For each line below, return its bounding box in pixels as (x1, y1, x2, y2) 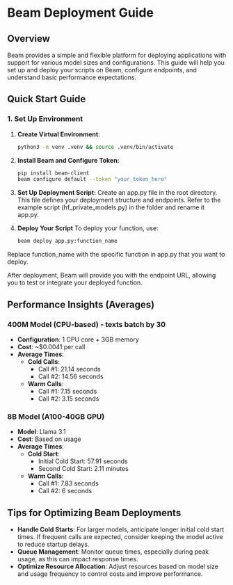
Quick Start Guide (7, 93, 86, 105)
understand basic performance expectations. (7, 73, 137, 81)
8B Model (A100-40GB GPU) (7, 412, 105, 422)
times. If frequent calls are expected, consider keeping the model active (17, 532, 224, 540)
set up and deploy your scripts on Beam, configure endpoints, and (7, 66, 197, 74)
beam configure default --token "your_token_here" (17, 176, 168, 183)
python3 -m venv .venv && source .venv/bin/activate (17, 143, 174, 150)
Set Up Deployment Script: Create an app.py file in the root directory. (17, 189, 218, 197)
